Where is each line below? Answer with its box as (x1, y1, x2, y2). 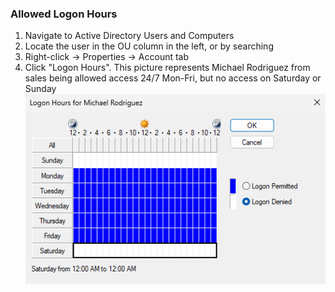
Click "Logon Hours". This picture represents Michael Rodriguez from (24, 62, 311, 74)
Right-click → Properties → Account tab (24, 51, 190, 63)
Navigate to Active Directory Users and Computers (24, 30, 235, 42)
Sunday (24, 83, 57, 95)
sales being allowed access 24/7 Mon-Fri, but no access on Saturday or (24, 72, 322, 84)
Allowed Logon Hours (10, 7, 118, 21)
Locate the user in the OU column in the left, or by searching (24, 40, 274, 52)
